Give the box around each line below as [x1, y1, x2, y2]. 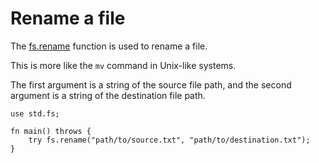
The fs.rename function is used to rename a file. [10, 40, 208, 52]
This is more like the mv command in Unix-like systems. [10, 59, 237, 71]
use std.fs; [10, 108, 60, 119]
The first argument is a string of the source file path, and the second [10, 78, 292, 91]
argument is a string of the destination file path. [10, 89, 206, 101]
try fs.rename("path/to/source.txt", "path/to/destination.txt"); [28, 135, 311, 145]
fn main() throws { [10, 126, 92, 136]
